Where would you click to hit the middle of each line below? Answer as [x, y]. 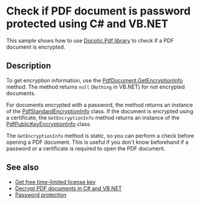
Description [29, 66]
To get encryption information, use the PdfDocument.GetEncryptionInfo [95, 80]
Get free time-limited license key [55, 182]
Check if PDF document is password [98, 11]
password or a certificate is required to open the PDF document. [86, 148]
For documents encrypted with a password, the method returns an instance [100, 105]
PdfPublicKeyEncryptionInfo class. [49, 124]
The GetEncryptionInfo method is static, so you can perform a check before [100, 135]
